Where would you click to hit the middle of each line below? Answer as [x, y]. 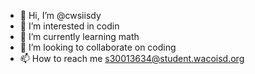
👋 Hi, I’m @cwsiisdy [60, 15]
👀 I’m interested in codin [69, 26]
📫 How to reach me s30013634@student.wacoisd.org [132, 58]
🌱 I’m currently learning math [79, 36]
